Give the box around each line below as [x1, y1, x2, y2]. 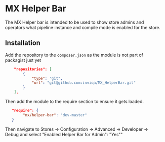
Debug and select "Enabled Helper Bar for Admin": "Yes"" [5, 131, 123, 137]
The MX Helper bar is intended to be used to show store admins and [5, 19, 144, 25]
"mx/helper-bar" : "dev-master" [23, 112, 87, 117]
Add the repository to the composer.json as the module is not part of [5, 52, 143, 58]
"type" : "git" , [31, 76, 63, 81]
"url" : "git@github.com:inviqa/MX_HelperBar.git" [31, 80, 136, 85]
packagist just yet [5, 57, 41, 63]
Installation [5, 39, 41, 47]
